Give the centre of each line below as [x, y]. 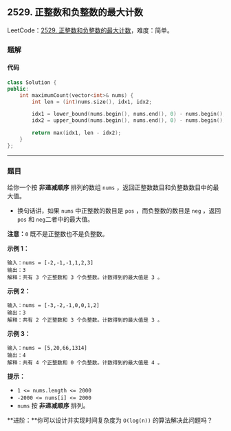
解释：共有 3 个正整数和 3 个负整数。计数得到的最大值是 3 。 [85, 277]
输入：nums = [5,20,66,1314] [47, 348]
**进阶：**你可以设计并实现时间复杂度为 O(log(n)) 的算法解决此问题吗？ [110, 420]
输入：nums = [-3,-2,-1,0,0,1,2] [53, 306]
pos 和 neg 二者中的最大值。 [55, 220]
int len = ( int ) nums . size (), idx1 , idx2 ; [92, 102]
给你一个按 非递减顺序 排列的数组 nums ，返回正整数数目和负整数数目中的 [110, 187]
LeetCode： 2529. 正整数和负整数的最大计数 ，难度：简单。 [90, 30]
